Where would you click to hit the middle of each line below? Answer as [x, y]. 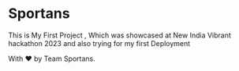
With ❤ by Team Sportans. [52, 59]
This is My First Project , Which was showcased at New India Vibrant [119, 35]
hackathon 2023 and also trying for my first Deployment [99, 43]
